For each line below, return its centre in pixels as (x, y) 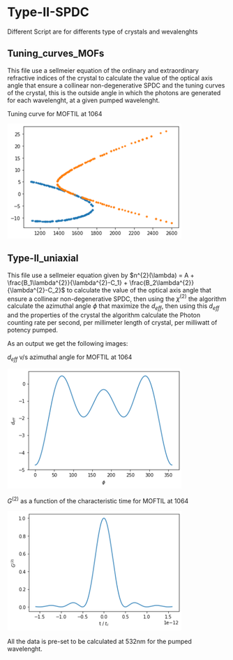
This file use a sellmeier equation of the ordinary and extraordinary (103, 70)
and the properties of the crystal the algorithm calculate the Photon (104, 315)
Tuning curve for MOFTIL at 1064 (55, 113)
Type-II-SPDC (48, 12)
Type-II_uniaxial (43, 259)
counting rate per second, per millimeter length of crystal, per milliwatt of (112, 323)
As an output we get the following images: (68, 344)
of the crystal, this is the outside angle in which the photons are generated (114, 92)
